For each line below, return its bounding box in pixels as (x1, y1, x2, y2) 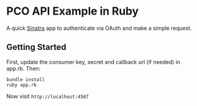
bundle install (6, 76, 45, 83)
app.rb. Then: (6, 65, 41, 72)
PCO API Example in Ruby (6, 4, 139, 18)
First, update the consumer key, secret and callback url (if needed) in (6, 58, 180, 65)
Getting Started (6, 42, 67, 52)
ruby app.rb (6, 82, 37, 88)
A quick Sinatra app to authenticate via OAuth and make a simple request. (6, 24, 192, 32)
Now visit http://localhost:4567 (6, 93, 89, 100)
